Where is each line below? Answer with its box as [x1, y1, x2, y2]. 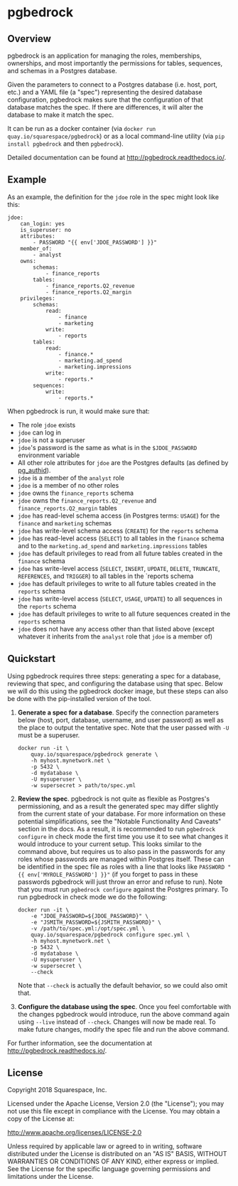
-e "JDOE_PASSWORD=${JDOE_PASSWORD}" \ [31, 912, 149, 919]
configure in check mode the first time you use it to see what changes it [17, 832, 229, 840]
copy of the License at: [7, 1114, 75, 1123]
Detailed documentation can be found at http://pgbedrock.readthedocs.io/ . [7, 154, 227, 161]
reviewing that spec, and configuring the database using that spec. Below [7, 679, 223, 688]
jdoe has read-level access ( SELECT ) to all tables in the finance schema [17, 534, 225, 543]
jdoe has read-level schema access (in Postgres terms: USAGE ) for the [17, 511, 220, 520]
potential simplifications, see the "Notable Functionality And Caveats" [17, 817, 222, 826]
